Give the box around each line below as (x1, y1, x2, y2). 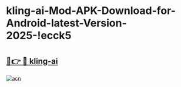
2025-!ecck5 (6, 29, 72, 42)
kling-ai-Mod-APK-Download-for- (6, 4, 176, 18)
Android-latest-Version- (6, 16, 128, 30)
